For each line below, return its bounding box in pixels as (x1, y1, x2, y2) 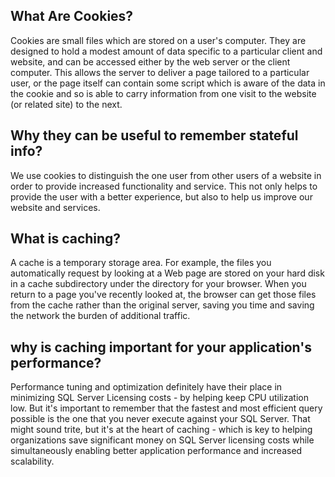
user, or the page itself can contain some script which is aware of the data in (10, 77, 326, 89)
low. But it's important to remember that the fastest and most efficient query (10, 402, 323, 414)
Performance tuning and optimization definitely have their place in (10, 381, 283, 393)
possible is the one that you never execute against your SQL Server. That (10, 413, 311, 425)
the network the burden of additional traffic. (10, 310, 191, 322)
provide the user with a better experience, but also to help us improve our (10, 190, 313, 203)
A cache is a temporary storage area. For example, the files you (10, 257, 272, 269)
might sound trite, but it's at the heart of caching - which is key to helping (10, 424, 313, 436)
